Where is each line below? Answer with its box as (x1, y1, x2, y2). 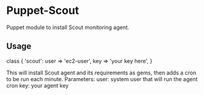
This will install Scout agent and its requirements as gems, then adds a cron (6, 69, 197, 76)
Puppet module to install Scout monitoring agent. (6, 24, 129, 31)
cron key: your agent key (6, 82, 69, 89)
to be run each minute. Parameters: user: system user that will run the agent (6, 75, 198, 82)
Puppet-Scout (6, 4, 79, 18)
